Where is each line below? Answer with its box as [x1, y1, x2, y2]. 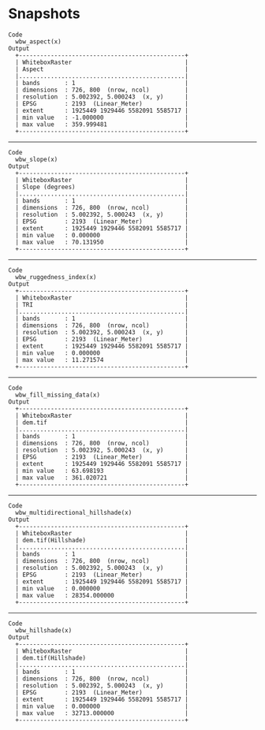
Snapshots [8, 5, 80, 23]
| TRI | [15, 300, 189, 308]
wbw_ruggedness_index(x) [15, 273, 97, 281]
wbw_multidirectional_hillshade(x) [15, 508, 132, 516]
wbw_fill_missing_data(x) [15, 391, 101, 399]
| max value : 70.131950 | [15, 238, 189, 246]
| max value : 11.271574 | [15, 356, 189, 363]
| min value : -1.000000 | [15, 114, 189, 121]
